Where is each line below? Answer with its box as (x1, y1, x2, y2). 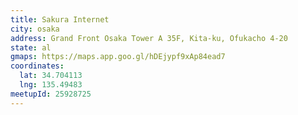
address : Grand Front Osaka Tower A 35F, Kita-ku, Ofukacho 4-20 (10, 33, 288, 43)
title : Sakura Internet (10, 14, 110, 25)
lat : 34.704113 (19, 71, 83, 81)
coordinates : (10, 61, 65, 71)
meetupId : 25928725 (10, 89, 92, 99)
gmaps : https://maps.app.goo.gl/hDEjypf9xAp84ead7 (10, 52, 226, 62)
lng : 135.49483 (19, 80, 83, 90)
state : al (10, 42, 52, 53)
